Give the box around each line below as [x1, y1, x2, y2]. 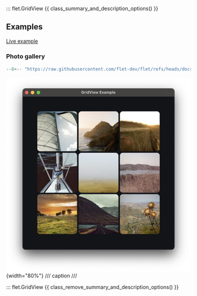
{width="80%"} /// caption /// [6, 273, 77, 280]
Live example [6, 38, 38, 45]
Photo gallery [6, 52, 45, 60]
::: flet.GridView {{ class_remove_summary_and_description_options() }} [6, 284, 179, 291]
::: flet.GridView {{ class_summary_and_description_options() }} [6, 5, 158, 12]
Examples [6, 22, 43, 32]
